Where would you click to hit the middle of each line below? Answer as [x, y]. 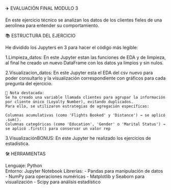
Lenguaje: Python [24, 165]
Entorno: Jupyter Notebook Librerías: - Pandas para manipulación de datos [84, 171]
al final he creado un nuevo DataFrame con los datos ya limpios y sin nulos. [84, 63]
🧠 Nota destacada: [25, 93]
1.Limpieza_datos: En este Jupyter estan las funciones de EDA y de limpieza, [86, 57]
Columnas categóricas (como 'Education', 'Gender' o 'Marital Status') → [86, 124]
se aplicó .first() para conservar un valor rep [58, 129]
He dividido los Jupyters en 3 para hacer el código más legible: [72, 47]
